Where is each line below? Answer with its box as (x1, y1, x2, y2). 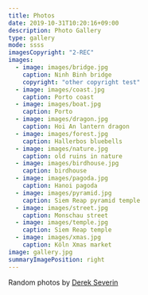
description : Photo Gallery (8, 26, 102, 34)
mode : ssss (8, 41, 45, 49)
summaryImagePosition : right (8, 255, 105, 263)
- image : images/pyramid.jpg (15, 188, 112, 197)
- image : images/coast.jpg (15, 85, 105, 94)
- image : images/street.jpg (15, 204, 109, 212)
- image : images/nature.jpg (15, 145, 109, 153)
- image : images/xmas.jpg (15, 234, 102, 242)
